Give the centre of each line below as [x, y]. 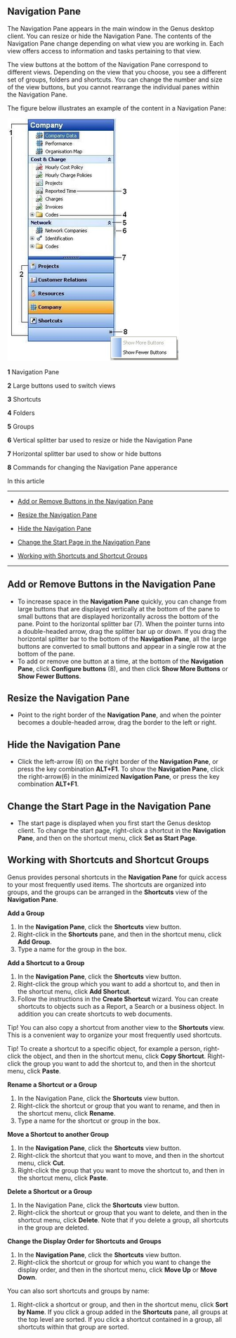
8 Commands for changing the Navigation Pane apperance [92, 467]
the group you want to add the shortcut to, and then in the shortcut [119, 1063]
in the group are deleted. [53, 1228]
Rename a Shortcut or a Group [52, 1084]
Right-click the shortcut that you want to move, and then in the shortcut [121, 1155]
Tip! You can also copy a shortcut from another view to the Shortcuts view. [116, 1027]
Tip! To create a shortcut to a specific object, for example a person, [105, 1048]
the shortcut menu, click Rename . [66, 1113]
